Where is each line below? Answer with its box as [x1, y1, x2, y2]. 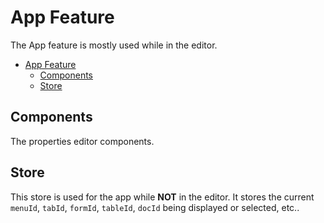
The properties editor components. [10, 135, 155, 147]
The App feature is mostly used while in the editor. [10, 39, 218, 51]
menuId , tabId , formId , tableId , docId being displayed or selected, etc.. [10, 201, 300, 213]
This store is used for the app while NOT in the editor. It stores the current [10, 191, 315, 203]
